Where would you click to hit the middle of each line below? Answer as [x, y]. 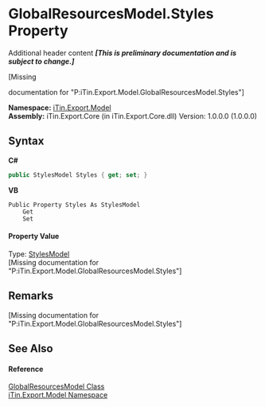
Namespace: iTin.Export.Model [60, 108]
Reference [26, 369]
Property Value [34, 237]
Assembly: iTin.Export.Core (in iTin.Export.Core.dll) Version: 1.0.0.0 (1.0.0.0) [132, 115]
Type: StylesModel [39, 254]
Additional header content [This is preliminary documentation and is [123, 53]
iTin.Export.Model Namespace [58, 395]
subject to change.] [41, 61]
